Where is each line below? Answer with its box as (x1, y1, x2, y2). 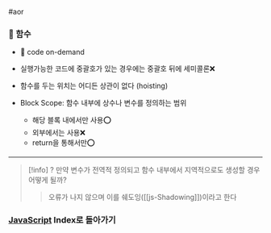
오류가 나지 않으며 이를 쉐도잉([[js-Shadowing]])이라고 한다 (48, 193, 237, 202)
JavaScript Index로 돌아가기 (8, 214, 116, 226)
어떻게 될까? (27, 175, 67, 185)
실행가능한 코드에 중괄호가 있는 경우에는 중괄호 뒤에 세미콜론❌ (19, 64, 215, 73)
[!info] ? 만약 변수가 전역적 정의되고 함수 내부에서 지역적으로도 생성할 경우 (27, 165, 261, 175)
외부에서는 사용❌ (31, 128, 86, 138)
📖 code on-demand (19, 48, 85, 57)
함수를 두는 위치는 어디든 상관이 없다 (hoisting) (19, 81, 168, 91)
